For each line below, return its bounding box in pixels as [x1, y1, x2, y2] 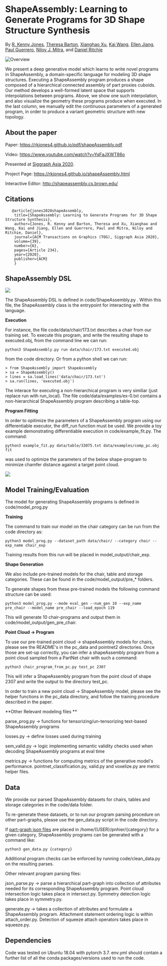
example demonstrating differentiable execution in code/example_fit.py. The [5, 428, 162, 434]
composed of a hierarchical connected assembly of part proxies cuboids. [5, 82, 156, 88]
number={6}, [14, 243, 39, 248]
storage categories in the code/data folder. [5, 802, 93, 807]
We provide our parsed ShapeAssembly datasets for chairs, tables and [5, 796, 151, 802]
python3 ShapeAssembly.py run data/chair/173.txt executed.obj [5, 347, 140, 352]
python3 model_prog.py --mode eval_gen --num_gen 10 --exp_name [5, 601, 142, 606]
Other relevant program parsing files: [5, 870, 81, 876]
